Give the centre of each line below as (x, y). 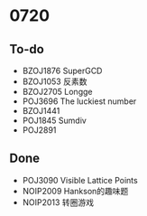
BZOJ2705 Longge (57, 92)
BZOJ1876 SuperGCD (62, 70)
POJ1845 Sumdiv (55, 120)
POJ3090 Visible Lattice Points (80, 180)
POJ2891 (39, 130)
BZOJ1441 (41, 111)
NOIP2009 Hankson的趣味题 (75, 191)
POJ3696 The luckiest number (79, 101)
